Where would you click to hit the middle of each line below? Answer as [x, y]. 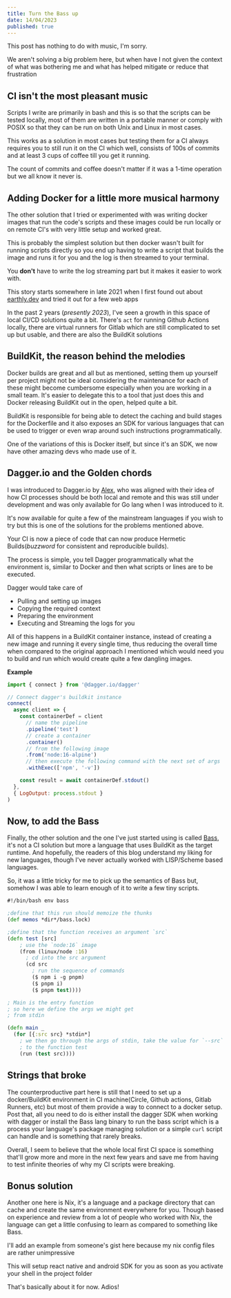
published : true [30, 26]
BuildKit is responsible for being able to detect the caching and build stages [114, 415]
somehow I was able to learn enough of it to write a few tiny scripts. [103, 888]
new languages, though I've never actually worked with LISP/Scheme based [115, 860]
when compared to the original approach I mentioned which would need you [115, 651]
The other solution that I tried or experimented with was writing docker [108, 215]
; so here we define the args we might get [71, 1009]
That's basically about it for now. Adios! [63, 1287]
